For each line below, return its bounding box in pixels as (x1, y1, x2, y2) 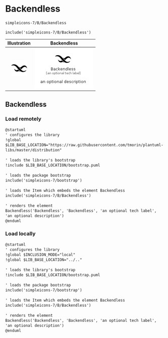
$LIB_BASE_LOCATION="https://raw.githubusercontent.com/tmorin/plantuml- (5, 142, 164, 147)
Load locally (5, 230, 36, 237)
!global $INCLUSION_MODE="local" (5, 252, 76, 258)
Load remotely (5, 115, 42, 122)
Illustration (7, 40, 31, 46)
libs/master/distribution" (5, 147, 62, 152)
